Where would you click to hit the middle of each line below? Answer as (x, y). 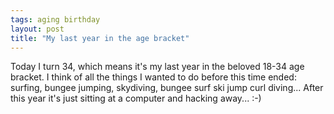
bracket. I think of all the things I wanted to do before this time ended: (153, 77)
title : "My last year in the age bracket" (100, 38)
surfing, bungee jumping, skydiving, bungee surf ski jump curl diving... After (167, 88)
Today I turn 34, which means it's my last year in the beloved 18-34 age (157, 67)
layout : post (37, 29)
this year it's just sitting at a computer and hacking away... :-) (136, 98)
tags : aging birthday (55, 19)
